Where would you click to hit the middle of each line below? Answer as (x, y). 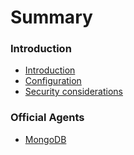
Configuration (53, 81)
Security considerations (74, 92)
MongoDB (45, 139)
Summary (51, 17)
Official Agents (47, 118)
